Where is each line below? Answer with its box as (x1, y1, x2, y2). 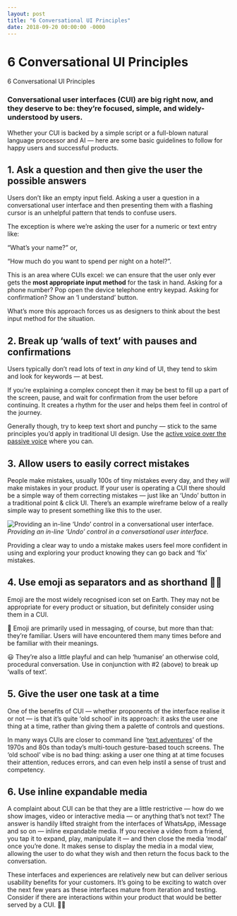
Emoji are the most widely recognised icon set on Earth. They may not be (7, 595, 220, 603)
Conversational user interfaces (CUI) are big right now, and (7, 95, 214, 104)
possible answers (7, 175, 87, 187)
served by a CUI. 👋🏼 (7, 900, 66, 909)
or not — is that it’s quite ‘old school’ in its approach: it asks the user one (7, 714, 218, 723)
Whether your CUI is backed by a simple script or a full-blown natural (7, 128, 209, 137)
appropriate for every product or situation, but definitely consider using (7, 603, 214, 611)
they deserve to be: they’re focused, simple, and (7, 104, 177, 114)
